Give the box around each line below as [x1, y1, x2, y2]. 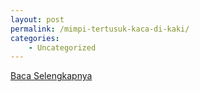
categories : [10, 33, 60, 43]
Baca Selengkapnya [10, 70, 93, 82]
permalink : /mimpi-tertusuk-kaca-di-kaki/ [10, 24, 190, 34]
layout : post [10, 14, 65, 25]
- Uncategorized [28, 42, 97, 53]
